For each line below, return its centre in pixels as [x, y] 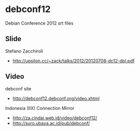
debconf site [18, 88]
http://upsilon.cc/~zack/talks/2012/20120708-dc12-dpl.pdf [74, 61]
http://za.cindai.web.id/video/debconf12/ [55, 118]
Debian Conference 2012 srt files [40, 23]
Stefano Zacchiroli [24, 51]
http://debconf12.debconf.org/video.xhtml [56, 98]
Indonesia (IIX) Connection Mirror [40, 108]
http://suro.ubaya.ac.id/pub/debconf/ [51, 123]
